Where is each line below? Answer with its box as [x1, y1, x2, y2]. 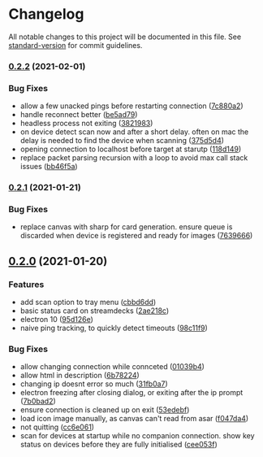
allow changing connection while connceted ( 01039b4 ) [19, 362, 205, 372]
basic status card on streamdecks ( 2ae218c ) [19, 306, 170, 316]
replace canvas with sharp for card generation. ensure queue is [19, 222, 233, 232]
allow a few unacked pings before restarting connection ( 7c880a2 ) [19, 101, 244, 111]
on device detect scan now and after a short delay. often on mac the [19, 127, 249, 137]
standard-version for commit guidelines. [8, 40, 143, 50]
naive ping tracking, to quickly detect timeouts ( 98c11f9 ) [19, 323, 209, 333]
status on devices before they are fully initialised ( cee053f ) [19, 440, 218, 450]
